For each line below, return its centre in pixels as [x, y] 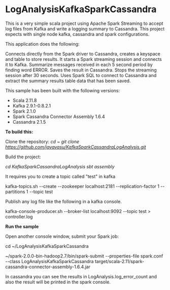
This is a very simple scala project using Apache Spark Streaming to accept [84, 23]
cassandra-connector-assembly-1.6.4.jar [48, 267]
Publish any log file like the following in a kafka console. [63, 201]
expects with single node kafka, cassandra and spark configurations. [77, 34]
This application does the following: [42, 44]
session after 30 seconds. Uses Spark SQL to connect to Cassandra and [81, 75]
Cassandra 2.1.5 [29, 122]
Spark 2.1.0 [24, 111]
